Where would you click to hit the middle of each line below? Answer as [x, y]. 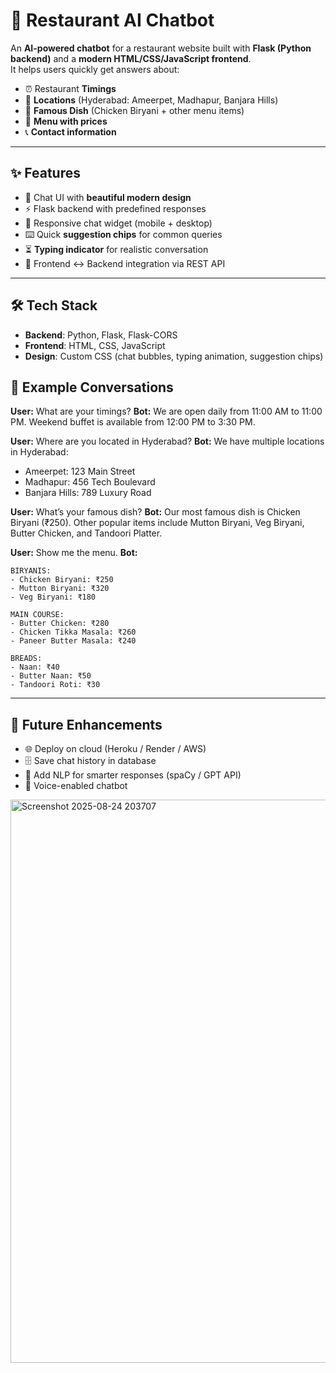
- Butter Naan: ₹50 [51, 676]
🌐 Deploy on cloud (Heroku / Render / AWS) [115, 749]
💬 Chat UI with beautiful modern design [108, 197]
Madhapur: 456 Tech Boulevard [90, 482]
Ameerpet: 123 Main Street [80, 471]
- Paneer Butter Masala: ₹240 [73, 641]
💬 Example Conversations [92, 387]
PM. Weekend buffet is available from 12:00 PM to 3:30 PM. [133, 422]
